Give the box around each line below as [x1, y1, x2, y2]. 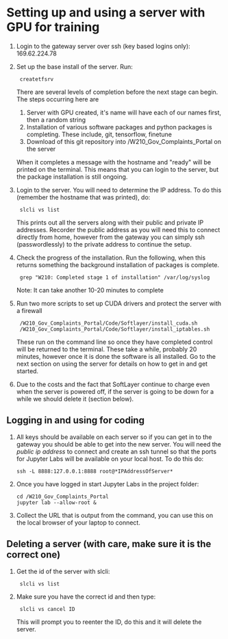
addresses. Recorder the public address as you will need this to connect [16, 225, 220, 234]
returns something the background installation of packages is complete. [16, 260, 220, 268]
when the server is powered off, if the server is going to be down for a [16, 387, 214, 395]
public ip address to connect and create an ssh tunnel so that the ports [16, 447, 217, 455]
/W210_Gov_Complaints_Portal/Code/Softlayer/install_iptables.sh [19, 325, 210, 333]
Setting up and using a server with [6, 5, 205, 21]
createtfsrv [19, 75, 54, 83]
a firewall [16, 306, 42, 314]
